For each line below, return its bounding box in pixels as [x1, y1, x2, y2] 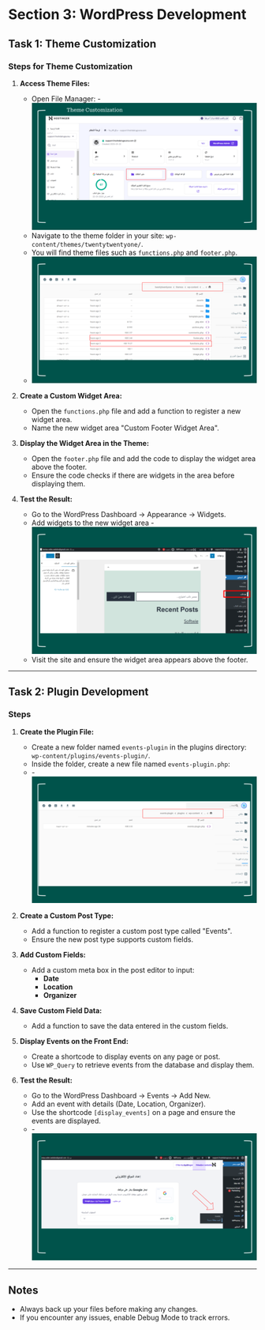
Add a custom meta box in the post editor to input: [31, 965, 195, 975]
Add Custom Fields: [19, 950, 86, 960]
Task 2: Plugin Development [8, 686, 149, 699]
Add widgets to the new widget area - [31, 518, 155, 527]
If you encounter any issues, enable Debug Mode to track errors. [19, 1313, 230, 1322]
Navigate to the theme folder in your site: [31, 231, 165, 240]
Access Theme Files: [19, 78, 91, 88]
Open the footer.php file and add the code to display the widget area [31, 454, 256, 463]
